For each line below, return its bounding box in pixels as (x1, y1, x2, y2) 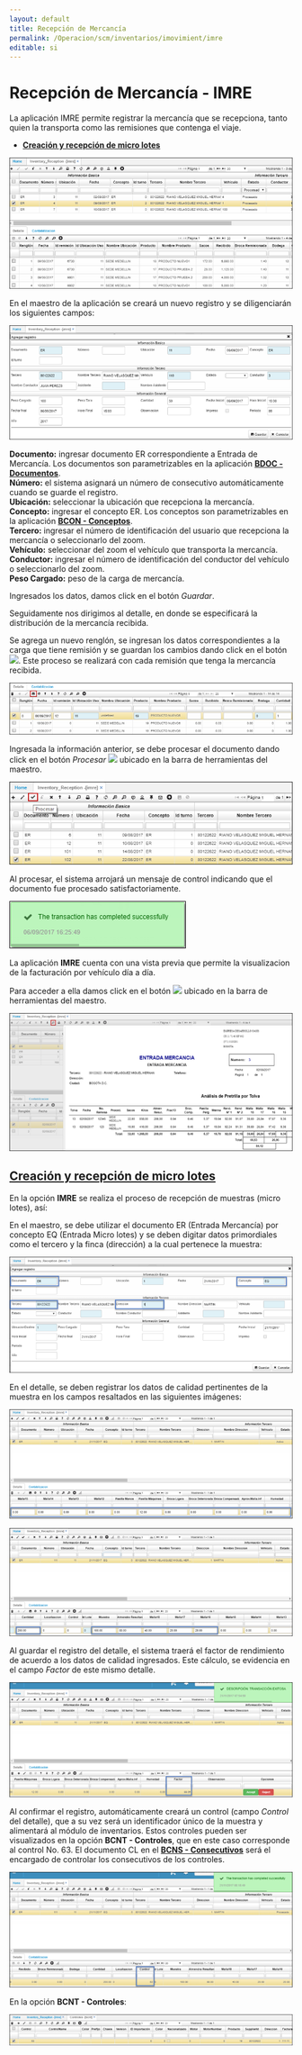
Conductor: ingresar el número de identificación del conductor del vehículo (9, 554, 289, 565)
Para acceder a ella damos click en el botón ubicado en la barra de (9, 986, 268, 997)
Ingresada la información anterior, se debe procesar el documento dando (9, 743, 280, 754)
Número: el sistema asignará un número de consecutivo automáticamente (9, 477, 285, 488)
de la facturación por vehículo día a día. (9, 967, 155, 978)
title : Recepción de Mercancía (9, 23, 127, 33)
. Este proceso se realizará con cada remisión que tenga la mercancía (18, 655, 276, 665)
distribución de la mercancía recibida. (9, 617, 149, 628)
